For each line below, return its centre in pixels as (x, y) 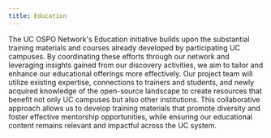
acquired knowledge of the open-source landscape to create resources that (135, 91)
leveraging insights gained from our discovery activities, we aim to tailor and (136, 65)
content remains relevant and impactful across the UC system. (113, 125)
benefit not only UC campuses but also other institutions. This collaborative (134, 99)
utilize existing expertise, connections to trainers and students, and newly (131, 82)
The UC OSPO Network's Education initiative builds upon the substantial (129, 39)
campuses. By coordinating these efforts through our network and (119, 56)
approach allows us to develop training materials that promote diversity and (135, 108)
